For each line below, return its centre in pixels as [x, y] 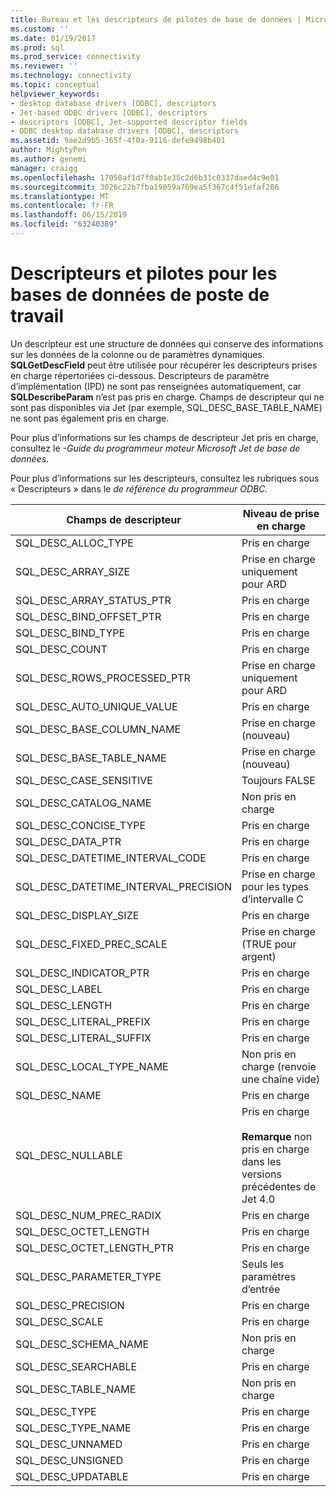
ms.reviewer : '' [44, 66]
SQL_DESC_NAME [58, 1095]
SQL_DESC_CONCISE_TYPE [81, 825]
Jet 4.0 [258, 1199]
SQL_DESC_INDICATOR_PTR [82, 973]
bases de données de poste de [140, 295]
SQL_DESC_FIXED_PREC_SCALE [91, 944]
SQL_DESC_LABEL [59, 989]
